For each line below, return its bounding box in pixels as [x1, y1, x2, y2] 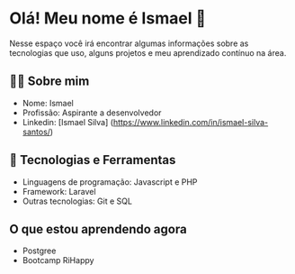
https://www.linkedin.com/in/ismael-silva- [112, 116, 269, 127]
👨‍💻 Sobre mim [9, 74, 90, 89]
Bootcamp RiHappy [22, 255, 94, 266]
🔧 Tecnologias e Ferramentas [9, 152, 176, 168]
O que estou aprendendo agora [9, 221, 187, 237]
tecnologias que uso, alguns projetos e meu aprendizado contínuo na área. [9, 47, 287, 58]
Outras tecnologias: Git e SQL [22, 196, 133, 206]
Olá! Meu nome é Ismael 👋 [9, 8, 207, 29]
